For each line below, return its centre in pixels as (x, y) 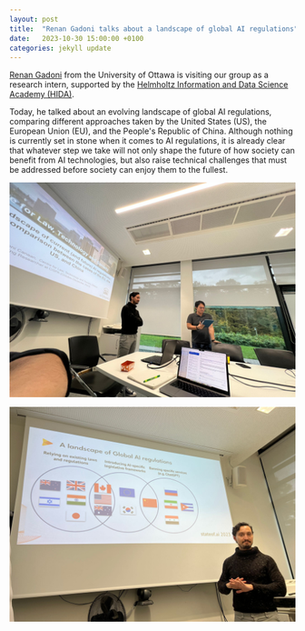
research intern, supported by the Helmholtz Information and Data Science (149, 85)
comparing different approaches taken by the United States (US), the (138, 122)
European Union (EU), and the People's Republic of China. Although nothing (151, 131)
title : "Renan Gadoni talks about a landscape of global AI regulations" (154, 29)
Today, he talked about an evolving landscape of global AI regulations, (141, 112)
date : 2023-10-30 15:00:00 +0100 (77, 38)
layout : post (34, 19)
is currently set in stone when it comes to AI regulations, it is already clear (148, 141)
